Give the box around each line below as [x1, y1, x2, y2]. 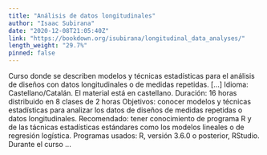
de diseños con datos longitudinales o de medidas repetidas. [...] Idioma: [8, 80, 249, 89]
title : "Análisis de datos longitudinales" [8, 11, 156, 20]
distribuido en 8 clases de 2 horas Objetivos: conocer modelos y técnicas [8, 97, 251, 106]
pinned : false [8, 49, 56, 57]
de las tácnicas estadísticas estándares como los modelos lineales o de [8, 122, 245, 132]
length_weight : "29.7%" [8, 42, 88, 50]
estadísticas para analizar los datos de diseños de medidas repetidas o [8, 105, 243, 115]
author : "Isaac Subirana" [8, 19, 95, 27]
